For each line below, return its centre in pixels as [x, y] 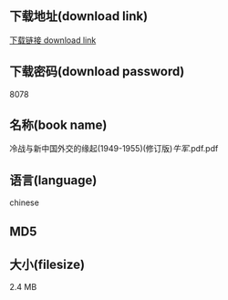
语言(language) [53, 180]
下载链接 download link [53, 40]
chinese [24, 202]
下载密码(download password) [97, 72]
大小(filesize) [47, 265]
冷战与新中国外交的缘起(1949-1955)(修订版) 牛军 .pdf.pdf [114, 149]
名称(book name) [58, 125]
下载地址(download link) [79, 16]
